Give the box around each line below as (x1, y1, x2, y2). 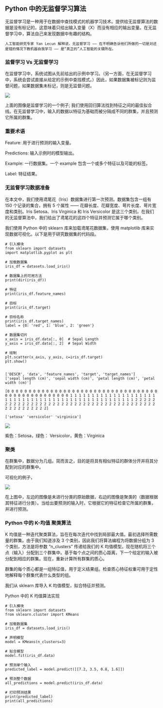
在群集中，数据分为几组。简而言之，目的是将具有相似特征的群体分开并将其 (5, 458, 154, 464)
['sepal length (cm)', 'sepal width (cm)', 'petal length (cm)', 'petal (5, 376, 155, 381)
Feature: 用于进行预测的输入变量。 (5, 140, 74, 146)
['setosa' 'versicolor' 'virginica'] (5, 414, 81, 419)
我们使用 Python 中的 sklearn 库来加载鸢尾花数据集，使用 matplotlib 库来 (5, 225, 150, 230)
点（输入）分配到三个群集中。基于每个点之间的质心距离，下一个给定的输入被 (5, 550, 158, 555)
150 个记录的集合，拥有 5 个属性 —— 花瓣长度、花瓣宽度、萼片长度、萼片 (5, 202, 152, 208)
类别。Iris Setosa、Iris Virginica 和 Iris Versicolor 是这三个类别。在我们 (13, 209, 154, 214)
